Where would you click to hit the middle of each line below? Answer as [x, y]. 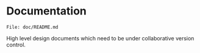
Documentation [47, 11]
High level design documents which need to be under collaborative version [100, 38]
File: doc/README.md [33, 27]
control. [16, 45]
